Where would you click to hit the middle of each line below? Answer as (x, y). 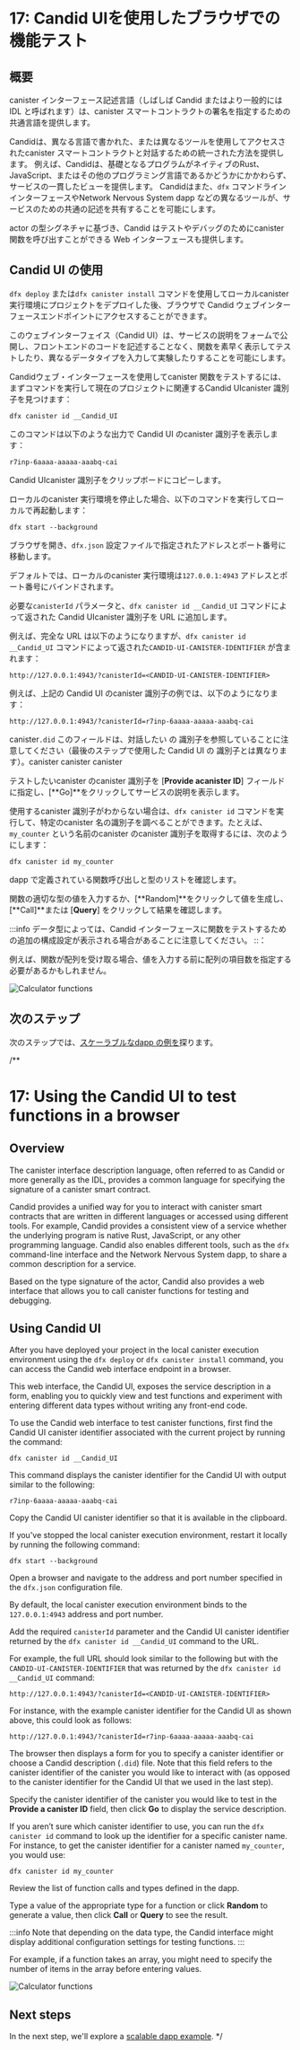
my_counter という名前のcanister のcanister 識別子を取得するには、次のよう (149, 833)
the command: (36, 1442)
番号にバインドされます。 (72, 586)
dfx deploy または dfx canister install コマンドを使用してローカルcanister (149, 294)
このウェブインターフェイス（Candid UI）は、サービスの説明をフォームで (145, 335)
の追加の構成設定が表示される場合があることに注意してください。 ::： (138, 940)
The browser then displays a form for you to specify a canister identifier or (146, 1754)
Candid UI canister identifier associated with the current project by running (147, 1432)
